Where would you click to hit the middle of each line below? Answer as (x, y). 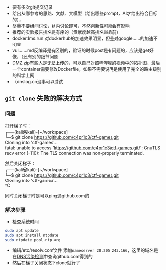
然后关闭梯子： (20, 163)
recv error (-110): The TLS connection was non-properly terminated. (75, 153)
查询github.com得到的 (70, 256)
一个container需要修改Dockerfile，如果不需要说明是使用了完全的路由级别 (87, 69)
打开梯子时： (18, 126)
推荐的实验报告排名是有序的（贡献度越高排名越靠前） (67, 32)
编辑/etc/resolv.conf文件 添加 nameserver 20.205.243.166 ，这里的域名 (83, 250)
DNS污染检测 (30, 256)
